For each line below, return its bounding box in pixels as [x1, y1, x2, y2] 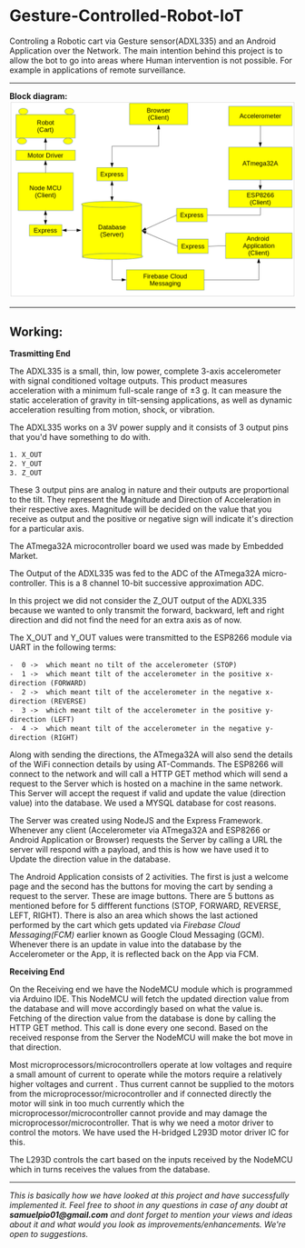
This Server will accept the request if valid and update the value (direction [9, 788, 286, 799]
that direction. [9, 1042, 62, 1053]
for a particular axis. [9, 524, 84, 534]
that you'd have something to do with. [9, 432, 152, 443]
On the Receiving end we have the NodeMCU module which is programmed [9, 983, 293, 995]
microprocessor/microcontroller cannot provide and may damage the [9, 1108, 268, 1119]
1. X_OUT [9, 451, 43, 460]
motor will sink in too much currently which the [9, 1098, 184, 1109]
